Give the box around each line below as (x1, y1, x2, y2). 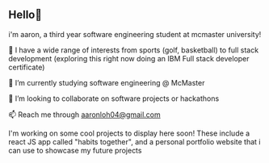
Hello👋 (8, 8, 43, 22)
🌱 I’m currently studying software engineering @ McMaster (8, 77, 205, 87)
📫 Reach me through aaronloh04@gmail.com (8, 110, 162, 119)
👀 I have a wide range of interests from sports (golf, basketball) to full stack (8, 45, 259, 55)
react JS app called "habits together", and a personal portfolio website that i (8, 136, 261, 146)
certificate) (8, 62, 45, 72)
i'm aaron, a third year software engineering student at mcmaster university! (8, 29, 262, 39)
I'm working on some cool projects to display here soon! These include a (8, 128, 250, 138)
